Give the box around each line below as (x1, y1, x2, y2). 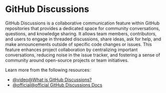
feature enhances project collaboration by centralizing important (5, 46, 138, 52)
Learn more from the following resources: (5, 66, 91, 73)
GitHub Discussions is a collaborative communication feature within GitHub (5, 20, 160, 26)
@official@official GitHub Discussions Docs (12, 81, 102, 88)
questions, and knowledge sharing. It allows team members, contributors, (5, 30, 156, 36)
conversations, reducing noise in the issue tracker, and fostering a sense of (5, 51, 160, 58)
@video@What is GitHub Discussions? (12, 76, 92, 82)
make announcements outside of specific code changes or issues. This (5, 41, 152, 47)
